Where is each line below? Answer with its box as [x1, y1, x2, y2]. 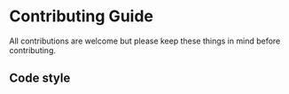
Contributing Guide [9, 6, 153, 27]
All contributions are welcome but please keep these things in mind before [9, 35, 281, 46]
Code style [9, 71, 71, 86]
